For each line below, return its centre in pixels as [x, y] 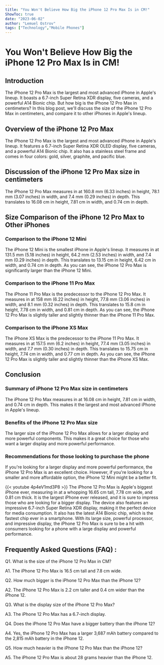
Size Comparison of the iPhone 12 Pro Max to [75, 217]
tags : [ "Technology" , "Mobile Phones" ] [45, 28]
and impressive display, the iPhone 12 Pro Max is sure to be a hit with [75, 523]
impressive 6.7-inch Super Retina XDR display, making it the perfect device [81, 508]
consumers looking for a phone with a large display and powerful [70, 529]
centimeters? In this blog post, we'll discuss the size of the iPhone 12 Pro [78, 108]
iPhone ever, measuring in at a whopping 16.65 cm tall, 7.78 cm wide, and [79, 492]
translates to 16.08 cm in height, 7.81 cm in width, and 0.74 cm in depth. [77, 202]
